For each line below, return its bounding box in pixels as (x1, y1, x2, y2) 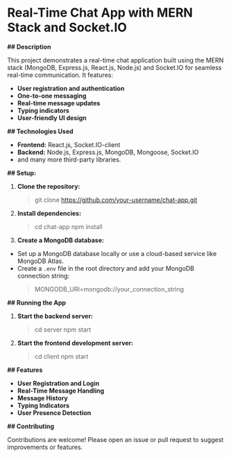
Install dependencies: (17, 209, 82, 217)
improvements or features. (7, 443, 83, 451)
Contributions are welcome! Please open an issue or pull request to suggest (7, 435, 224, 443)
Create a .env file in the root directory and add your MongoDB (17, 264, 195, 272)
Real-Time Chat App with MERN (7, 5, 193, 21)
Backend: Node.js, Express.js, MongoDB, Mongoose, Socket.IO (17, 148, 199, 156)
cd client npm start (34, 352, 89, 360)
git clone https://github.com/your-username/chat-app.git (34, 196, 198, 204)
